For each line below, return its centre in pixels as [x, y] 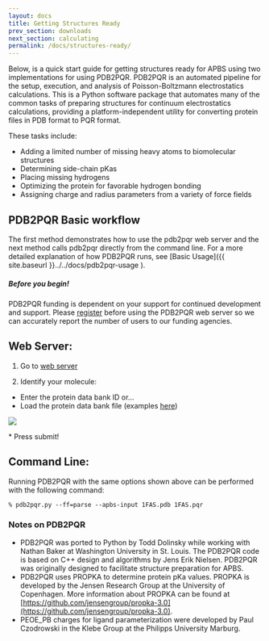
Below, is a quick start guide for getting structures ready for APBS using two [134, 69]
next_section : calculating [54, 38]
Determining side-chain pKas [68, 169]
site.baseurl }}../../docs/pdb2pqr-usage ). [77, 265]
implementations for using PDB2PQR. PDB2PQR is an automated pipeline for [135, 78]
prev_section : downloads [50, 31]
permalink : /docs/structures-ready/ [70, 46]
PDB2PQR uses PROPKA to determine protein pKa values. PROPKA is [134, 576]
